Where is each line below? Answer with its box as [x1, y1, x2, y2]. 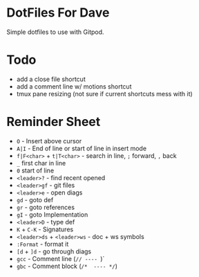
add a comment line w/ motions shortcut [16, 82, 132, 91]
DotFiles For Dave [6, 5, 110, 21]
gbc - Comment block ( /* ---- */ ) [16, 262, 118, 270]
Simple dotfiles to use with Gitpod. [6, 28, 104, 36]
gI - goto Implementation [16, 210, 88, 219]
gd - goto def [16, 195, 54, 204]
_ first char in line [16, 159, 66, 167]
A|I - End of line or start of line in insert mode [16, 144, 146, 152]
